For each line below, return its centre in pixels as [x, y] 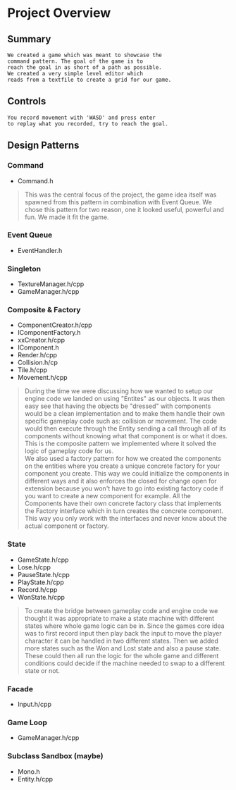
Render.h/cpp [37, 355]
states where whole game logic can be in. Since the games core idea [124, 626]
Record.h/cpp [37, 589]
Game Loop [27, 722]
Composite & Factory [44, 310]
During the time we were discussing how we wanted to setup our [119, 391]
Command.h [35, 180]
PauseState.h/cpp [44, 574]
